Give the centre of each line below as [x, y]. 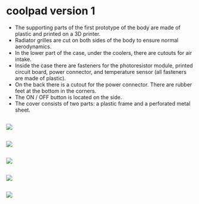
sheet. [23, 110]
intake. [23, 59]
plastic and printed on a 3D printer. [58, 33]
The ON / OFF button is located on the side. [68, 97]
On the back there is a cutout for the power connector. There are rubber [103, 84]
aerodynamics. [33, 47]
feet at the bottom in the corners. [56, 91]
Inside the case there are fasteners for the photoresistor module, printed [104, 65]
